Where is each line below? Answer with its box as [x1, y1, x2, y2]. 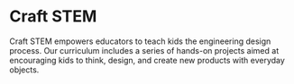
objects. [9, 64, 40, 75]
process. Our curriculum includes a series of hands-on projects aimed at [9, 45, 280, 55]
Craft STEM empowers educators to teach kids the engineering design [9, 36, 271, 46]
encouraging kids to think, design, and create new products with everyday [9, 55, 286, 65]
